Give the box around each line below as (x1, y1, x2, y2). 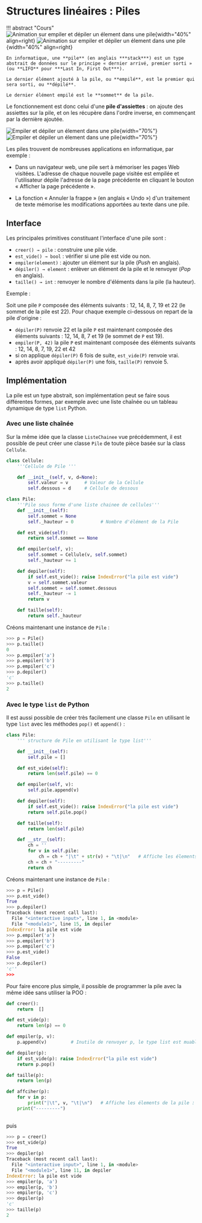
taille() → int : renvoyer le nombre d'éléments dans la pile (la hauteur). (14, 278, 196, 285)
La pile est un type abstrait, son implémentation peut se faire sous (6, 391, 170, 399)
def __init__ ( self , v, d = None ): (17, 474, 98, 481)
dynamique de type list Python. (6, 404, 87, 412)
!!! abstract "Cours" (6, 24, 54, 31)
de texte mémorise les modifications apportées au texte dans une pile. (14, 200, 189, 208)
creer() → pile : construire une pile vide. (14, 246, 117, 253)
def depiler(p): (6, 1050, 47, 1056)
